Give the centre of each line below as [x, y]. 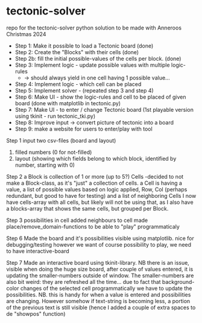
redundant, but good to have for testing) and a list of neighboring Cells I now [101, 195]
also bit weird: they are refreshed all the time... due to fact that [84, 281]
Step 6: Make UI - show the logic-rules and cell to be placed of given [100, 97]
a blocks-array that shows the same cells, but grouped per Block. [87, 208]
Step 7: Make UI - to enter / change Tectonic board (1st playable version [104, 109]
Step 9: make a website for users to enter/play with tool [84, 129]
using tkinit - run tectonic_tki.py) [55, 116]
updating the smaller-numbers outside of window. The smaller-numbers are [100, 275]
